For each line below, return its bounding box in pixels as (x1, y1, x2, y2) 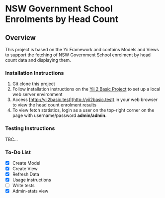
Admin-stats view (12, 188, 49, 194)
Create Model (12, 160, 41, 166)
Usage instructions (12, 177, 51, 183)
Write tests (12, 183, 35, 189)
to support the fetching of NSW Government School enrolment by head (5, 52, 151, 58)
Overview (5, 33, 36, 42)
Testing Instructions (5, 125, 55, 132)
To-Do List (5, 149, 31, 156)
